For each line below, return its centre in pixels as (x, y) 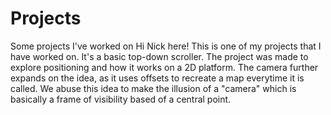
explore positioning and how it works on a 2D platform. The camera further (164, 67)
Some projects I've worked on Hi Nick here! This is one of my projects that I (166, 46)
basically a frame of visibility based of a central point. (121, 99)
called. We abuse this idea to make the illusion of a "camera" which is (153, 88)
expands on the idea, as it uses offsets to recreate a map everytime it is (157, 78)
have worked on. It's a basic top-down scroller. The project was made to (159, 56)
